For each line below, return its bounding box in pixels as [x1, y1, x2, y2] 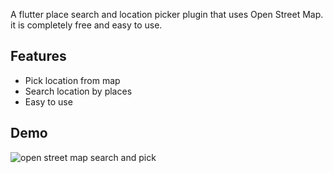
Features [10, 48, 67, 65]
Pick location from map [24, 74, 121, 86]
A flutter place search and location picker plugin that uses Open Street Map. [10, 9, 324, 20]
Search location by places [24, 85, 133, 97]
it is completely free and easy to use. [10, 19, 163, 31]
